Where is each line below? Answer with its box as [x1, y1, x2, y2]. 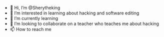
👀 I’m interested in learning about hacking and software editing [9, 10, 139, 16]
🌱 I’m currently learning [9, 15, 58, 21]
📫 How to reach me [9, 26, 51, 32]
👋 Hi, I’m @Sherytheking [9, 5, 60, 10]
